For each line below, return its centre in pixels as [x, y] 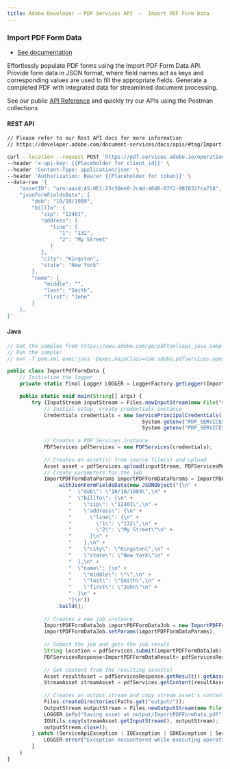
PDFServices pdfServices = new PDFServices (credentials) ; [128, 447]
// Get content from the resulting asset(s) [108, 670]
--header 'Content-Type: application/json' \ [73, 169]
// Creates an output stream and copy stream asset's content [134, 696]
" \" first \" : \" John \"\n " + [113, 587]
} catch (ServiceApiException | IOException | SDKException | [122, 733]
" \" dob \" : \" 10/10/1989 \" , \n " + [117, 492]
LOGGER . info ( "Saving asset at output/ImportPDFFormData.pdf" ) [134, 714]
